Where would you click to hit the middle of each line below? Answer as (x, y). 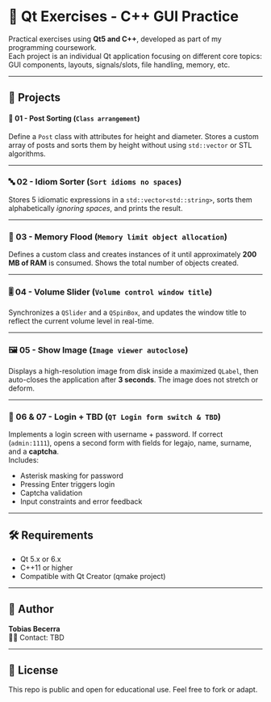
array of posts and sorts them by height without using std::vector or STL (130, 145)
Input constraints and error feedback (81, 501)
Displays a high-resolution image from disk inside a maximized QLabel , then (133, 370)
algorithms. (27, 154)
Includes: (23, 460)
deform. (21, 388)
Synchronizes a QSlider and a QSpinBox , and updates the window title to (128, 313)
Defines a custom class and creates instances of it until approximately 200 (133, 255)
